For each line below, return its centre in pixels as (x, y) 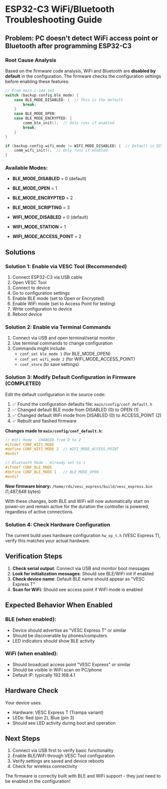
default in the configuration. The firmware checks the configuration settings (83, 76)
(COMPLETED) (23, 383)
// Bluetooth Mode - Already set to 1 (45, 463)
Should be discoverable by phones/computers (60, 635)
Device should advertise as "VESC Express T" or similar (69, 630)
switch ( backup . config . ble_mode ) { (42, 95)
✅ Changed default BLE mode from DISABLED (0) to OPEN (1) (76, 410)
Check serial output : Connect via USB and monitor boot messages (81, 568)
